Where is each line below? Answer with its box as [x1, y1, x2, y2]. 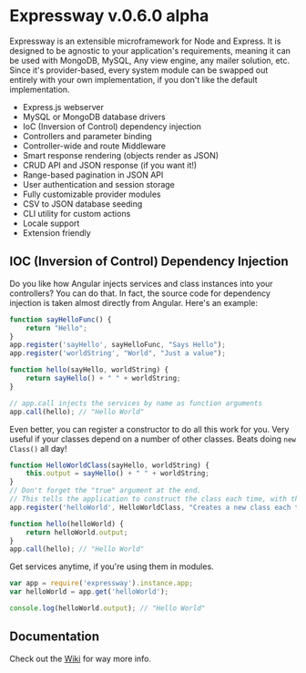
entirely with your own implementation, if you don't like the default [9, 74, 258, 85]
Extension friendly [22, 227, 91, 238]
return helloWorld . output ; [25, 527, 128, 537]
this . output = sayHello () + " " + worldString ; [25, 469, 209, 478]
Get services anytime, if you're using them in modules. [9, 561, 214, 572]
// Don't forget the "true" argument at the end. [9, 486, 202, 495]
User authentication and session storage [22, 178, 176, 189]
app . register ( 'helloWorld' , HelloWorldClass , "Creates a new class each [9, 503, 291, 512]
